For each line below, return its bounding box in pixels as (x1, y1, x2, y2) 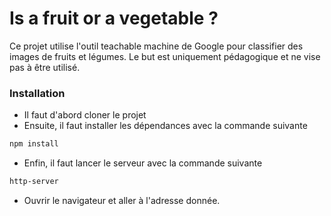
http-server (9, 177, 59, 187)
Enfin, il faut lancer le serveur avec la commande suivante (23, 157, 263, 169)
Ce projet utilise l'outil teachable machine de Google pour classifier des (9, 40, 304, 52)
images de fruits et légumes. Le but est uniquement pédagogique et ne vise (9, 50, 321, 62)
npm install (9, 139, 59, 149)
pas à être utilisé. (9, 61, 81, 73)
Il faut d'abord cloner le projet (23, 109, 147, 121)
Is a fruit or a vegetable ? (9, 7, 219, 30)
